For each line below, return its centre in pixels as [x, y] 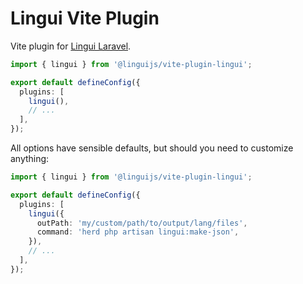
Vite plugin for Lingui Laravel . [71, 46]
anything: [30, 159]
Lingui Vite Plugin [85, 18]
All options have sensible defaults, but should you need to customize [152, 148]
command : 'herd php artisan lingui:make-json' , [138, 232]
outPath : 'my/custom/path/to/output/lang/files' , [142, 223]
